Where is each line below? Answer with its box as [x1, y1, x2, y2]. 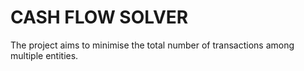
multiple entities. [10, 49, 79, 61]
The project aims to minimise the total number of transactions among [10, 39, 295, 51]
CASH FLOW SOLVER [10, 6, 189, 29]
